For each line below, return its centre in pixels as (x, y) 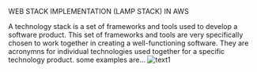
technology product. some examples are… (77, 59)
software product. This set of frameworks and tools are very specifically (126, 35)
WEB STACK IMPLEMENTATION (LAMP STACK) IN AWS (99, 11)
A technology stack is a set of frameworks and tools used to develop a (123, 26)
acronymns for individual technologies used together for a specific (117, 51)
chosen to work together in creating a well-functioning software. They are (128, 43)
